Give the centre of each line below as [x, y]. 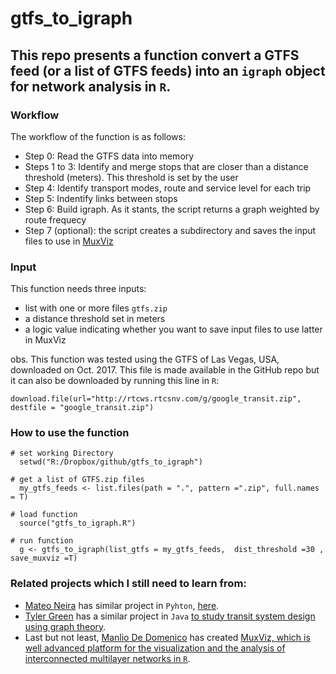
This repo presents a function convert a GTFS [155, 55]
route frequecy [55, 219]
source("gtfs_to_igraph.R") [78, 523]
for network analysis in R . [91, 86]
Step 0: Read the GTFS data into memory [109, 156]
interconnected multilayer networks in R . [107, 658]
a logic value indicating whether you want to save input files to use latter [173, 329]
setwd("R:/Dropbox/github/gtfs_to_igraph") [111, 462]
